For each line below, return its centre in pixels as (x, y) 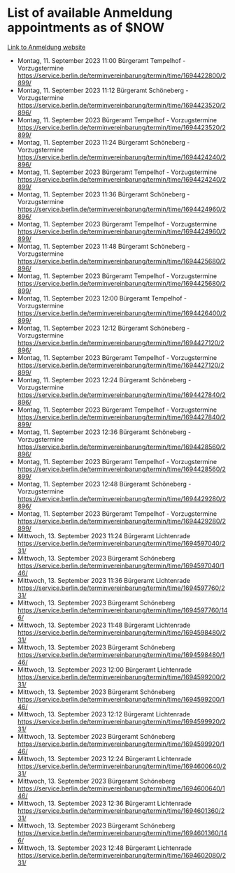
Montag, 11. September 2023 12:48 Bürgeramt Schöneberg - (104, 484)
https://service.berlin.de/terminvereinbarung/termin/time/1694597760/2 (121, 588)
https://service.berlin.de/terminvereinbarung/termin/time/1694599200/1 (121, 699)
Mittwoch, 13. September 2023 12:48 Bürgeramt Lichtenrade (105, 848)
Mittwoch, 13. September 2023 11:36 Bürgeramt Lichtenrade (104, 580)
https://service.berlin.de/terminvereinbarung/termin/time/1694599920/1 (121, 744)
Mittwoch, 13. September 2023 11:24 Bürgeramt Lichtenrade (104, 535)
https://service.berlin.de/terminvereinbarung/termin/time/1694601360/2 (121, 810)
